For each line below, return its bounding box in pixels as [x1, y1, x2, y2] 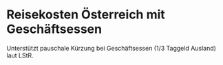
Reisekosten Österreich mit [6, 7, 166, 23]
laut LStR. [6, 51, 34, 60]
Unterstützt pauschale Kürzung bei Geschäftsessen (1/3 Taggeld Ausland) [6, 44, 216, 52]
